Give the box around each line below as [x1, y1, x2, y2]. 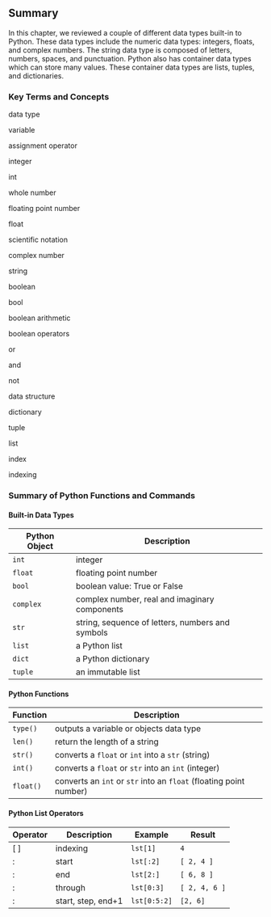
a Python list [75, 640, 123, 652]
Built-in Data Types [8, 509, 74, 520]
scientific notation [8, 235, 69, 245]
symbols [75, 627, 108, 638]
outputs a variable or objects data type [55, 723, 202, 734]
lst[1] [130, 843, 156, 852]
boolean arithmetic [8, 313, 71, 323]
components [75, 604, 123, 615]
